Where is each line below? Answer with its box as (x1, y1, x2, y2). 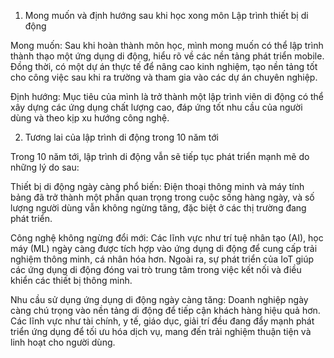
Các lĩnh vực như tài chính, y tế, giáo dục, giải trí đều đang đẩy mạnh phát (10, 315, 315, 327)
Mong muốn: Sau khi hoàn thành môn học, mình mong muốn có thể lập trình (10, 40, 324, 51)
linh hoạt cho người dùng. (10, 336, 116, 348)
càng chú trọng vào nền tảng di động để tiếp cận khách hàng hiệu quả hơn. (10, 305, 321, 316)
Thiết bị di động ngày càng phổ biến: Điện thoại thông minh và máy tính (10, 181, 305, 192)
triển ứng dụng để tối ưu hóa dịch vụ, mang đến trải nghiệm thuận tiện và (10, 326, 312, 337)
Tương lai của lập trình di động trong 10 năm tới (24, 131, 219, 143)
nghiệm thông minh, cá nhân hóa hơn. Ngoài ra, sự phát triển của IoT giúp (10, 253, 315, 265)
